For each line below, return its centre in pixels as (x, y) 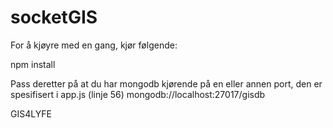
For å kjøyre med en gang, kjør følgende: (94, 45)
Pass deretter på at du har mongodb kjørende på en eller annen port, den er (166, 83)
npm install (33, 64)
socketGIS (54, 17)
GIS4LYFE (31, 113)
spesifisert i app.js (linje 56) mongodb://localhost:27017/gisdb (138, 94)
